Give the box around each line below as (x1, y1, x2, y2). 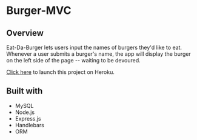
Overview (6, 28, 44, 38)
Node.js (15, 108, 35, 116)
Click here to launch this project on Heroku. (6, 68, 115, 76)
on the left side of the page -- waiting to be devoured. (6, 57, 141, 64)
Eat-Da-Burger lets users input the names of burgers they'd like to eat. (6, 44, 182, 51)
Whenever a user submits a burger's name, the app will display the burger (6, 50, 191, 58)
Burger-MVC (6, 4, 72, 18)
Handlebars (15, 121, 44, 128)
